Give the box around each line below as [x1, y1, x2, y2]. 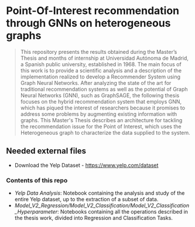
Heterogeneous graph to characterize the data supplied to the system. [20, 129, 190, 136]
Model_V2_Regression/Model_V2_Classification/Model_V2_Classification [14, 202, 189, 209]
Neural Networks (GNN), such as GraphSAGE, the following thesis [20, 92, 180, 99]
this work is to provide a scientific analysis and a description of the [20, 67, 182, 74]
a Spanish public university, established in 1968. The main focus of [20, 60, 182, 68]
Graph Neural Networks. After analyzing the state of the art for [20, 79, 172, 86]
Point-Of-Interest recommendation [6, 4, 180, 18]
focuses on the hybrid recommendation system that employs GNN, [20, 98, 182, 105]
